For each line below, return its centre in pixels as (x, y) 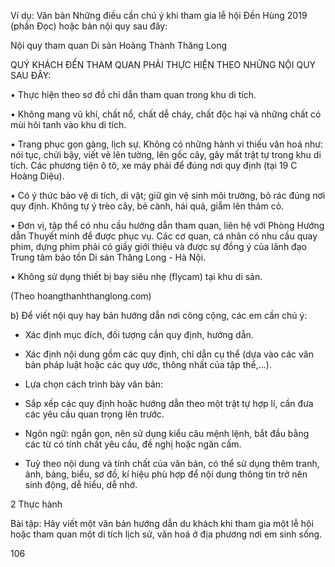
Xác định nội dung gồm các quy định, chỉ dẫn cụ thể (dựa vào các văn (169, 354)
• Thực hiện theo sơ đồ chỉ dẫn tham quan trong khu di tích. (133, 94)
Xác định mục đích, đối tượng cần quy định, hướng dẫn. (139, 334)
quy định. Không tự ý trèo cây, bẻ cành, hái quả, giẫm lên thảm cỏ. (147, 206)
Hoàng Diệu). (37, 176)
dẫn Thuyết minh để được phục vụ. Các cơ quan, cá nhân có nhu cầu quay (164, 236)
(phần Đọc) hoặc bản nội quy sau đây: (89, 26)
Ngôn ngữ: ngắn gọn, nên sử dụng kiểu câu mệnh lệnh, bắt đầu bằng (167, 433)
